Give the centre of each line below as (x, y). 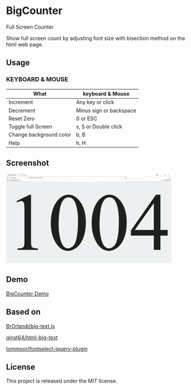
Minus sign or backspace (106, 110)
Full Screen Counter (30, 27)
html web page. (25, 44)
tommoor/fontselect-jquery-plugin (47, 349)
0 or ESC (87, 119)
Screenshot (28, 163)
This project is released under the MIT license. (62, 381)
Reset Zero (22, 119)
